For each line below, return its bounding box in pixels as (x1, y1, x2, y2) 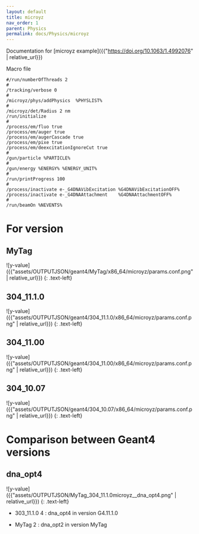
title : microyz (6, 14, 44, 20)
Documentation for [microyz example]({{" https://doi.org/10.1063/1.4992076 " (6, 47, 194, 54)
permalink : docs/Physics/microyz (6, 31, 89, 37)
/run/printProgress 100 (6, 176, 66, 182)
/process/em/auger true (6, 129, 66, 135)
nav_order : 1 (6, 20, 39, 26)
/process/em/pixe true (6, 140, 63, 146)
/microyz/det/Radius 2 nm (6, 108, 70, 114)
